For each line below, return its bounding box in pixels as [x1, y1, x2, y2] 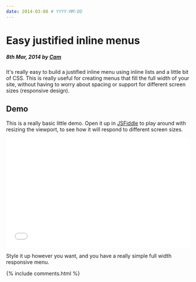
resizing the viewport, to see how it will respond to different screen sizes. [6, 125, 183, 132]
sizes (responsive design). [6, 87, 70, 94]
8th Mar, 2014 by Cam [6, 53, 62, 60]
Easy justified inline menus [6, 33, 140, 47]
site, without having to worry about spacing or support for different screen [6, 80, 186, 88]
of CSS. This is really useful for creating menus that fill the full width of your [6, 74, 190, 81]
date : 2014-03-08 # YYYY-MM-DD [6, 8, 83, 15]
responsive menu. [6, 259, 50, 266]
